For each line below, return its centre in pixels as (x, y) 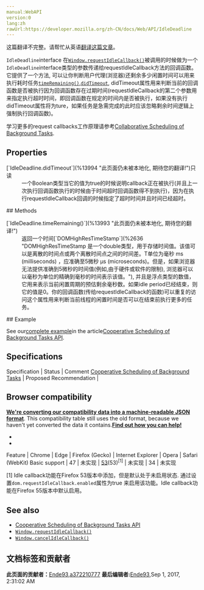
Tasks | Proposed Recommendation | (53, 378)
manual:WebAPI (24, 12)
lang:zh (16, 23)
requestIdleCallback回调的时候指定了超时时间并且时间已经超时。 (108, 198)
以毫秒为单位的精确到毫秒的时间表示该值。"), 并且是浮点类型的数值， (108, 277)
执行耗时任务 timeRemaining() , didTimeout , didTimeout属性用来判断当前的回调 (102, 83)
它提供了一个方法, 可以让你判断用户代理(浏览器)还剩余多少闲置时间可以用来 (100, 75)
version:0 (19, 18)
